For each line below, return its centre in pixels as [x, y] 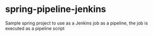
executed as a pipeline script [35, 28]
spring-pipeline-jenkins [56, 9]
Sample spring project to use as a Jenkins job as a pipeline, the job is [76, 23]
